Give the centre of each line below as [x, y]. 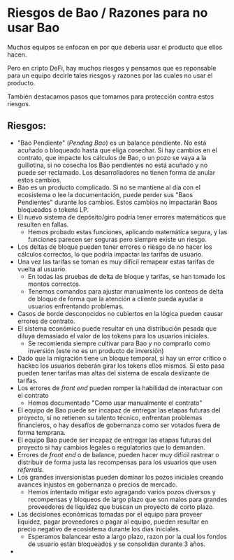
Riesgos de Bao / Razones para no [108, 13]
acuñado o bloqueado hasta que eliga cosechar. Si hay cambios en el [117, 150]
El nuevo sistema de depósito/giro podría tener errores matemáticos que [122, 217]
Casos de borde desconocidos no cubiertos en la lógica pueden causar [120, 313]
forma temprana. [42, 432]
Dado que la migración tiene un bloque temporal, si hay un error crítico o [122, 358]
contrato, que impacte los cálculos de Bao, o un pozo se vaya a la [112, 157]
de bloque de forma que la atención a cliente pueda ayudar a [116, 299]
